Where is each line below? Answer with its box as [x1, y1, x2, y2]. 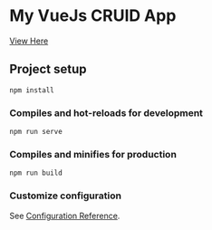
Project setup [9, 62, 88, 77]
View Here [9, 35, 49, 46]
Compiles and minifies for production [9, 148, 177, 160]
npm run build [9, 168, 63, 177]
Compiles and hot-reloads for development [9, 106, 204, 119]
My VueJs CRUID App [9, 5, 177, 26]
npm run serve [9, 128, 63, 137]
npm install [9, 85, 54, 95]
